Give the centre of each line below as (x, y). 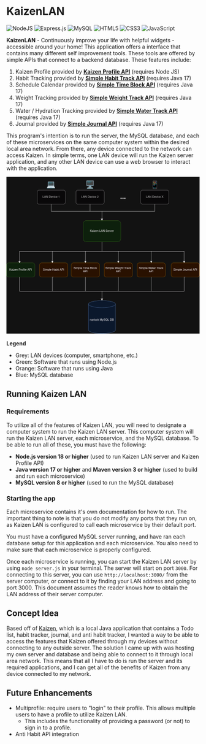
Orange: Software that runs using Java (64, 368)
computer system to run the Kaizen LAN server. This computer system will (100, 431)
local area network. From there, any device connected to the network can (99, 148)
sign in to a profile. (48, 727)
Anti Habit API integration (47, 734)
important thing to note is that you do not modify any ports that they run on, (102, 518)
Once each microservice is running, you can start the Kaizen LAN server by (102, 561)
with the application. (32, 168)
